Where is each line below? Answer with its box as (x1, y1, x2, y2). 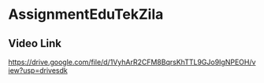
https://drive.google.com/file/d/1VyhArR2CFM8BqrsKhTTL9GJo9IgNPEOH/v (8, 57, 256, 67)
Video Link (8, 37, 61, 50)
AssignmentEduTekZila (8, 5, 164, 23)
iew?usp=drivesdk (8, 66, 69, 75)
